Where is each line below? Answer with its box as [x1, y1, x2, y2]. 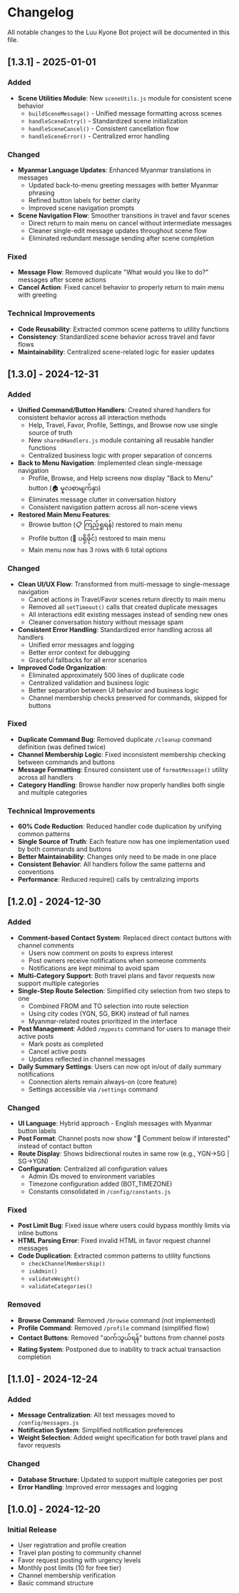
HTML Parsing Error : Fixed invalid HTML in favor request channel [17, 1236, 210, 1245]
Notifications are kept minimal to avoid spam [28, 964, 159, 972]
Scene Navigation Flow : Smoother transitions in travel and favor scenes [17, 211, 230, 220]
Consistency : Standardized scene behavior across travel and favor [17, 332, 215, 341]
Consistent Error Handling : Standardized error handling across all [17, 625, 213, 633]
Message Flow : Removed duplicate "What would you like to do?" [17, 268, 209, 277]
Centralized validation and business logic [28, 678, 150, 687]
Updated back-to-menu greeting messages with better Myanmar [28, 180, 219, 189]
